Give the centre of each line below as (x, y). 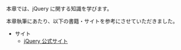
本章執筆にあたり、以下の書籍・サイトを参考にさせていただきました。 (92, 21)
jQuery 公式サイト (46, 41)
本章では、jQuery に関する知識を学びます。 (59, 9)
